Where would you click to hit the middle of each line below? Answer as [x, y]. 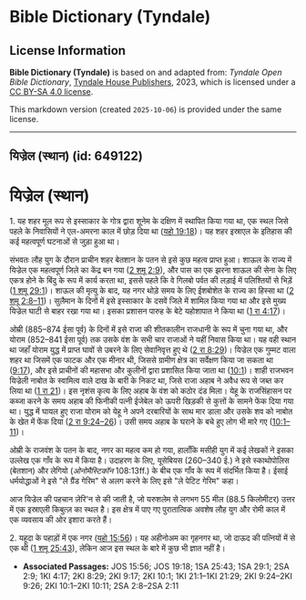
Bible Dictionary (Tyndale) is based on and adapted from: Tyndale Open [146, 72]
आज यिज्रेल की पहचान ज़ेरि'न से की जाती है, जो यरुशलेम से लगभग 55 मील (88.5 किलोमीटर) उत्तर [153, 500]
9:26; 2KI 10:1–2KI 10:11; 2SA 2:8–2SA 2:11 [101, 586]
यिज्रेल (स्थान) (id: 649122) [76, 156]
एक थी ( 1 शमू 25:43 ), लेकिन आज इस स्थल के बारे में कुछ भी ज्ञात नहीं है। [117, 548]
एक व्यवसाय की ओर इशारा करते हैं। [61, 520]
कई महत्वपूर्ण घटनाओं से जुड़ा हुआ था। [65, 242]
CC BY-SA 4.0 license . [51, 92]
